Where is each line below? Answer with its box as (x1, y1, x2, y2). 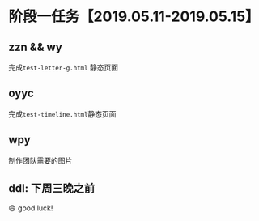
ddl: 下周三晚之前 (8, 181, 96, 195)
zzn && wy (8, 40, 62, 53)
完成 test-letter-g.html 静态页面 (8, 62, 119, 72)
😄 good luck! (8, 203, 53, 213)
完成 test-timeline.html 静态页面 (8, 108, 117, 118)
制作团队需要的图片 (8, 155, 73, 165)
